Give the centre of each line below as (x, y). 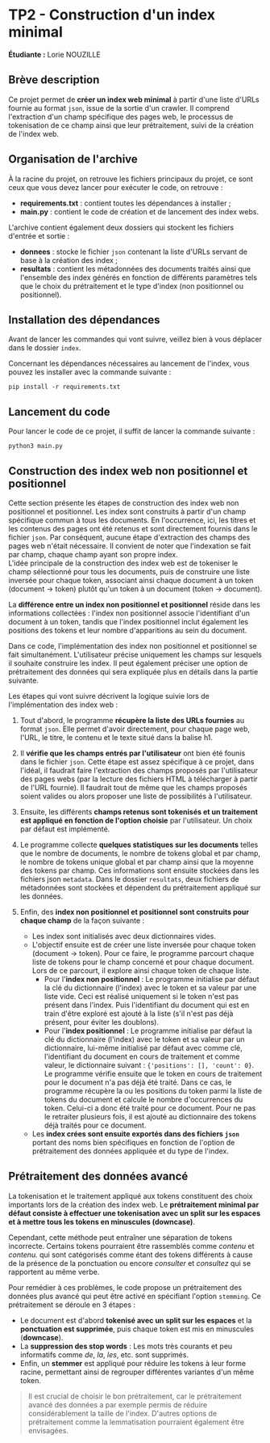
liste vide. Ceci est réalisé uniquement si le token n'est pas (141, 996)
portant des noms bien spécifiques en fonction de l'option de (133, 1143)
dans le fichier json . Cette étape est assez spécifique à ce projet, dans (137, 762)
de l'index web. (33, 133)
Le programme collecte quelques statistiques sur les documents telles (139, 844)
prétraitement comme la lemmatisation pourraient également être (136, 1422)
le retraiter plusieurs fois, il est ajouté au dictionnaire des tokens (150, 1117)
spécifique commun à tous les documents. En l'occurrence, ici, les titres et (132, 520)
